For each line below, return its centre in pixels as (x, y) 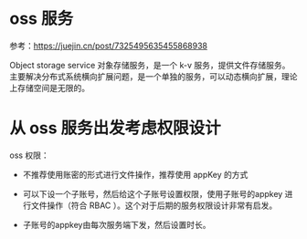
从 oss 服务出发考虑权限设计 (115, 128)
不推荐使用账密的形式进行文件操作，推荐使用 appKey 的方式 (135, 174)
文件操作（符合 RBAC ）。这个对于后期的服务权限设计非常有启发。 (154, 205)
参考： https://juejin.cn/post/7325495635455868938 (109, 46)
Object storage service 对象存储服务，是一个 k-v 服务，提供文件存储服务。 (150, 65)
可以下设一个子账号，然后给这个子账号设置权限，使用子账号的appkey (153, 193)
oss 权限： (30, 155)
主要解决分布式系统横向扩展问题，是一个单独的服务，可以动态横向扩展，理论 (153, 76)
